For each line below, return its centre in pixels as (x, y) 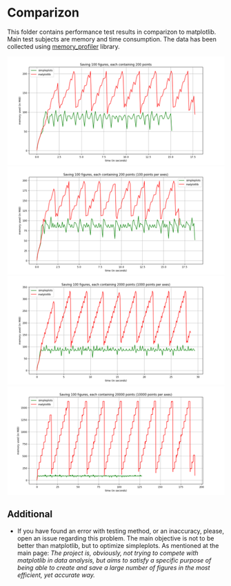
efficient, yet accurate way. (56, 575)
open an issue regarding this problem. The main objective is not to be (115, 538)
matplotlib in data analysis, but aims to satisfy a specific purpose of (114, 560)
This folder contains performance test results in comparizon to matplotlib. (112, 32)
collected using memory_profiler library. (64, 46)
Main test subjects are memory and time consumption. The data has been (112, 39)
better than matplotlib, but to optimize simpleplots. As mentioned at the (118, 545)
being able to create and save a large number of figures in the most (113, 567)
